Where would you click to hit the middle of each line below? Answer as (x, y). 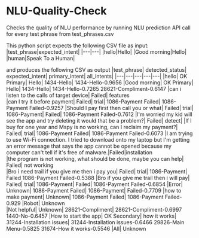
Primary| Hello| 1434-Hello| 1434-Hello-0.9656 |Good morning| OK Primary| (100, 83)
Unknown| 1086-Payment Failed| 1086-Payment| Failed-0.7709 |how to (94, 190)
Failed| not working (30, 165)
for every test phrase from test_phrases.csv (60, 33)
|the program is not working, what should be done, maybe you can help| (95, 158)
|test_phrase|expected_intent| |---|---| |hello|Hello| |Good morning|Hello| (97, 51)
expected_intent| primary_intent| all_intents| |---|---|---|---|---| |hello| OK (97, 76)
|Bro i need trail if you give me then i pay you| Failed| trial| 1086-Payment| (97, 171)
